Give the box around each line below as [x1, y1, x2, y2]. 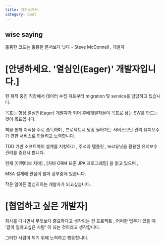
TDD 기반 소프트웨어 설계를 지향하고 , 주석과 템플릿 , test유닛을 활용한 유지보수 [5, 144, 158, 150]
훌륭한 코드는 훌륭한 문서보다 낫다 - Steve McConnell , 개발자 [5, 44, 125, 50]
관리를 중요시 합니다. [5, 150, 45, 156]
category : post [5, 12, 37, 17]
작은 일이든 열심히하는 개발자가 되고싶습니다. [5, 181, 92, 187]
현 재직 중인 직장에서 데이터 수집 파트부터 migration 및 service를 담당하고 [5, 93, 148, 99]
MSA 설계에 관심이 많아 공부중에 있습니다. [5, 171, 87, 177]
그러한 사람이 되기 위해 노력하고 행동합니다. [5, 235, 89, 241]
